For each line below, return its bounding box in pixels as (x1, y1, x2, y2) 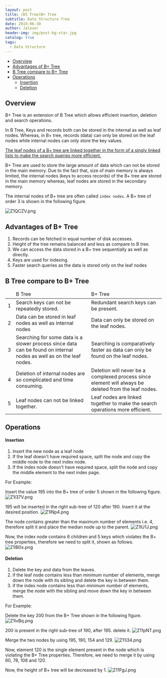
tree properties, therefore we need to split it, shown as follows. (5, 539, 134, 545)
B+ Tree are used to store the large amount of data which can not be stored (5, 163, 160, 169)
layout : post (5, 7, 32, 12)
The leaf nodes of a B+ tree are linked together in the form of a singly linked (5, 148, 161, 154)
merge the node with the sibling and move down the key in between (12, 588, 152, 594)
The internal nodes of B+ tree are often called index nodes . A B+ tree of (5, 193, 152, 199)
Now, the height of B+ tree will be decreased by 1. (5, 667, 107, 673)
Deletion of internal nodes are (15, 370, 85, 377)
